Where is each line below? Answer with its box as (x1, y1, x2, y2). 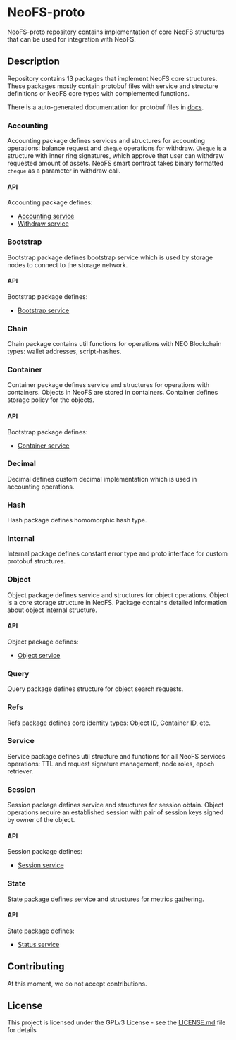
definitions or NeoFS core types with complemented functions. (7, 89, 190, 97)
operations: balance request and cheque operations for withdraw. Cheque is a (7, 144, 227, 152)
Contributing (7, 960, 65, 973)
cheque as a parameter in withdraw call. (7, 166, 121, 175)
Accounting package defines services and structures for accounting (7, 137, 206, 145)
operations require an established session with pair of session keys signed (7, 808, 224, 816)
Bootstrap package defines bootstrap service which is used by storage (7, 253, 213, 262)
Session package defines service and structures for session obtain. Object (7, 801, 224, 809)
